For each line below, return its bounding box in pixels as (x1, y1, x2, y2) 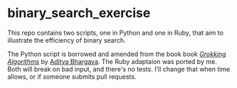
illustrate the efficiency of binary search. (7, 35, 126, 44)
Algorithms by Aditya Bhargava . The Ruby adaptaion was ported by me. (7, 57, 217, 65)
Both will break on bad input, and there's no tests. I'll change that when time (7, 65, 231, 73)
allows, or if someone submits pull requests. (7, 72, 137, 81)
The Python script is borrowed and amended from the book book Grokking (7, 50, 226, 58)
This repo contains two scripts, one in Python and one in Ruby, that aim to (7, 28, 224, 37)
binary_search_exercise (7, 5, 151, 21)
